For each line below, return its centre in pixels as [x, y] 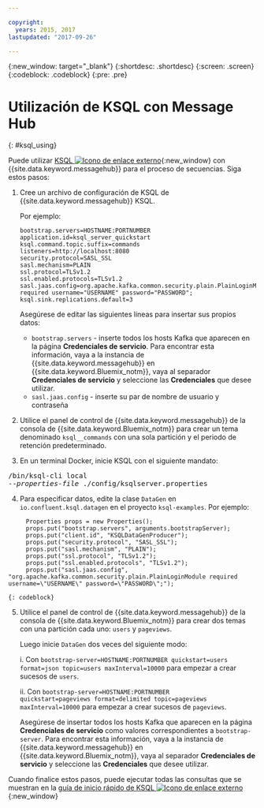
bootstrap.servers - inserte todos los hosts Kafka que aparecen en [141, 338]
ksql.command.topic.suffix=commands [80, 245]
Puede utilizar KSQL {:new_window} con [117, 161]
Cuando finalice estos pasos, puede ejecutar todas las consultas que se [125, 780]
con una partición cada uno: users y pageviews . [96, 629]
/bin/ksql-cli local [48, 476]
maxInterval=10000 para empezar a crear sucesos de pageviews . [123, 707]
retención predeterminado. [63, 446]
